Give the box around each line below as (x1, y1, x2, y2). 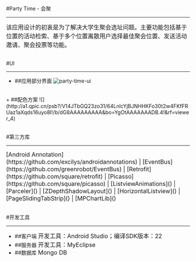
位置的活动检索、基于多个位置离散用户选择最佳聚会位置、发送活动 (6, 32, 188, 40)
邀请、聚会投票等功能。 (6, 41, 71, 49)
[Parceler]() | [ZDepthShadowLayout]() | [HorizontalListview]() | (6, 187, 181, 195)
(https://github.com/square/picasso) (6, 180, 106, 188)
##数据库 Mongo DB (14, 249, 67, 256)
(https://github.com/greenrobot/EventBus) (6, 165, 122, 173)
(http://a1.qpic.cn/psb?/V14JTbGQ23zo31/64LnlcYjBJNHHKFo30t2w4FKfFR (6, 103, 188, 109)
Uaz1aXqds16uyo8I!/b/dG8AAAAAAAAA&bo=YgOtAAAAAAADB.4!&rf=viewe (6, 109, 190, 116)
